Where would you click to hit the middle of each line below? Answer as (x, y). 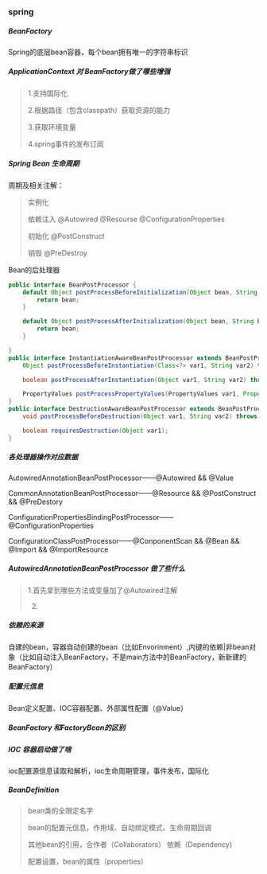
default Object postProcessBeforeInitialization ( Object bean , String (140, 292)
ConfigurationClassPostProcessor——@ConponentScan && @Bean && (124, 540)
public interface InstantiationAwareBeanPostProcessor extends (115, 358)
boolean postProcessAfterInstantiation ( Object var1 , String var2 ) (135, 380)
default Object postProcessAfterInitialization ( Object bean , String (138, 322)
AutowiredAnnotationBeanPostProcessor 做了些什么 (97, 568)
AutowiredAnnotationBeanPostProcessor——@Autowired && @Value (121, 478)
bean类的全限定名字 (60, 810)
